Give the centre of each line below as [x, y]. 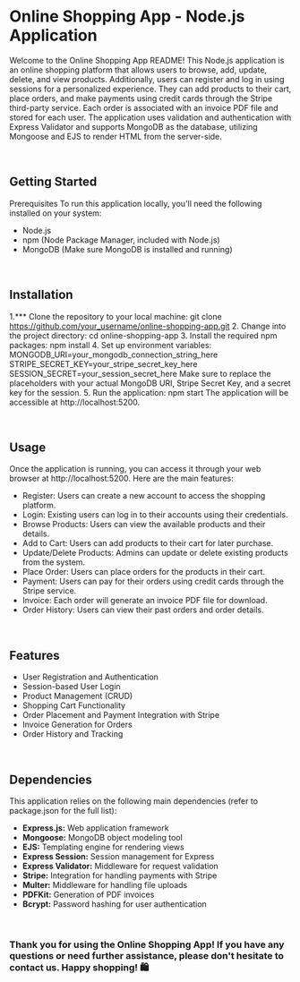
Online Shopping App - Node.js [127, 17]
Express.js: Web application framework [95, 828]
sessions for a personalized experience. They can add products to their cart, [150, 89]
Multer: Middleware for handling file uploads [105, 885]
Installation [41, 295]
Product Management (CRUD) [77, 696]
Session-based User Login [71, 687]
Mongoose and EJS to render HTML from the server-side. [116, 136]
